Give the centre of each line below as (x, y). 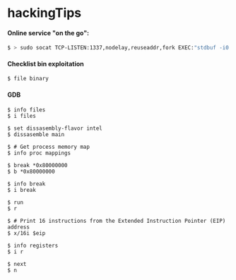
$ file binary (28, 79)
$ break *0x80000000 (38, 165)
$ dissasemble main (36, 134)
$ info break (26, 184)
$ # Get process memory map (49, 147)
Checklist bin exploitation (46, 63)
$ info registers (33, 245)
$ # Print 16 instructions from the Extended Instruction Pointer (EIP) (117, 221)
